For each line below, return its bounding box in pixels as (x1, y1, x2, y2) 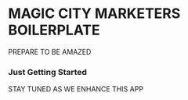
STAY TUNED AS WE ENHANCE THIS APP (8, 84, 143, 94)
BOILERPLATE (8, 21, 100, 39)
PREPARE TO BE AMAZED (8, 47, 92, 56)
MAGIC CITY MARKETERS (8, 5, 181, 23)
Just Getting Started (8, 66, 88, 77)
